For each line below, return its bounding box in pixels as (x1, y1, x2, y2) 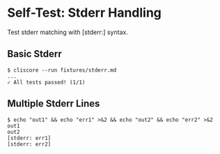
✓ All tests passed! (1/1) (7, 79, 86, 86)
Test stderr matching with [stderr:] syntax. (7, 28, 129, 36)
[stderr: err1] (7, 134, 52, 141)
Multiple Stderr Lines (7, 98, 100, 109)
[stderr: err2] (7, 141, 52, 148)
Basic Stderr (7, 48, 63, 60)
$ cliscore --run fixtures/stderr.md (7, 66, 117, 74)
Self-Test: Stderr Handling (7, 5, 162, 21)
